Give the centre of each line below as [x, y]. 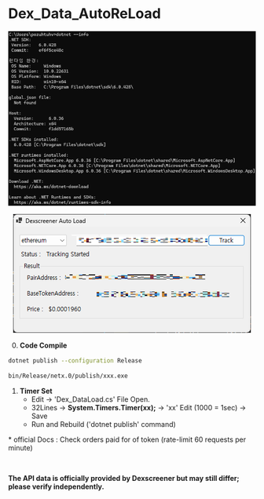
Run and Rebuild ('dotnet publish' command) [104, 424]
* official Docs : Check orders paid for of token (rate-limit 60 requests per [127, 439]
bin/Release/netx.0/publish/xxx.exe [68, 376]
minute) [20, 447]
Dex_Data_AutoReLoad [84, 14]
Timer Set [36, 391]
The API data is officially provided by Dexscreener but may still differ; [124, 478]
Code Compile [43, 345]
